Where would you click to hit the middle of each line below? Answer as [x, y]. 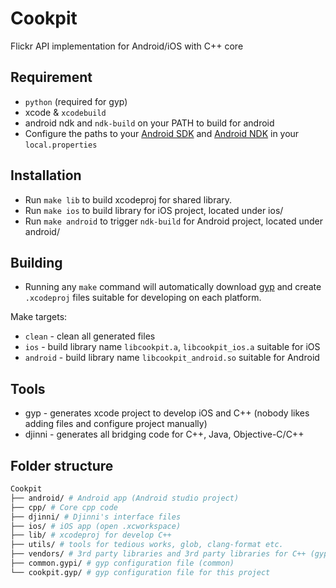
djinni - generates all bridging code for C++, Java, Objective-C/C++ [164, 434]
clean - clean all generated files [90, 336]
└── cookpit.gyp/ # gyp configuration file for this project [140, 572]
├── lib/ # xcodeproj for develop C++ [91, 535]
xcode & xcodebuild [65, 112]
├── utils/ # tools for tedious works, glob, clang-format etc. [147, 545]
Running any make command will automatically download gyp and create [173, 287]
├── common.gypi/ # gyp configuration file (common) [122, 563]
